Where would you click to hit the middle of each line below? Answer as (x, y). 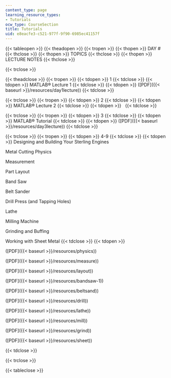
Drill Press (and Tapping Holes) (38, 201)
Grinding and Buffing (27, 231)
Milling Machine (22, 221)
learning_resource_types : (33, 15)
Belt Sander (18, 191)
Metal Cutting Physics (28, 152)
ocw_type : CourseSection (32, 24)
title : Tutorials (24, 29)
